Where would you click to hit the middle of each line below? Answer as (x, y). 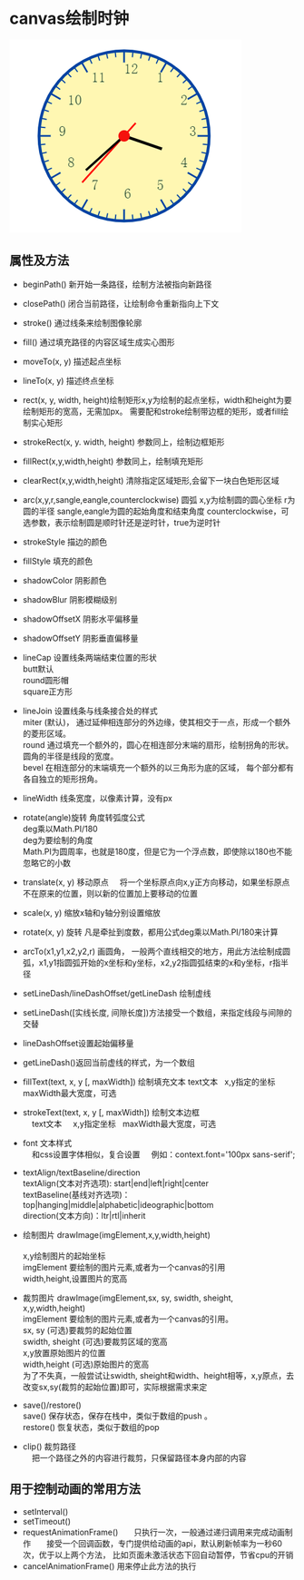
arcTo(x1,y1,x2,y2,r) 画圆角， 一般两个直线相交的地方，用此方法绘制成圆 (156, 951)
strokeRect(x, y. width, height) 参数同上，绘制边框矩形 (123, 442)
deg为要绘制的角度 (58, 839)
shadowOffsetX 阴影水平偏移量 (80, 619)
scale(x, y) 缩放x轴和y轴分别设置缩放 (91, 912)
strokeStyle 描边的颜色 (64, 542)
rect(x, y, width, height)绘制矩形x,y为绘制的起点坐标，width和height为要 (157, 399)
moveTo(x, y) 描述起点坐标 (72, 361)
